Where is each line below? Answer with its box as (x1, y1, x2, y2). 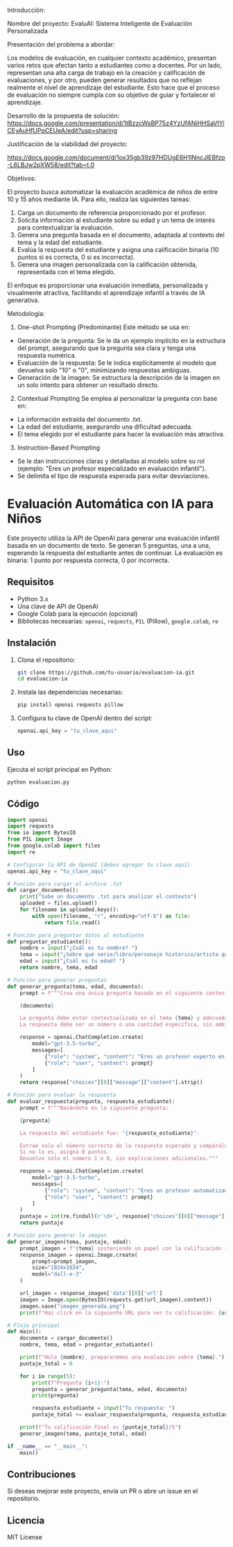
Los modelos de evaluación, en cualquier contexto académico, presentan (7, 54, 217, 62)
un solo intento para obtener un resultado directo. (17, 381, 159, 389)
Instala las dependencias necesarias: (17, 688, 123, 697)
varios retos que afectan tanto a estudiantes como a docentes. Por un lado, (7, 61, 223, 69)
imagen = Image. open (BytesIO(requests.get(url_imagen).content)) (19, 1296, 213, 1303)
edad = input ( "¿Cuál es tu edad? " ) (19, 958, 126, 965)
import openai (7, 816, 49, 823)
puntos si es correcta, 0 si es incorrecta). (17, 253, 135, 261)
